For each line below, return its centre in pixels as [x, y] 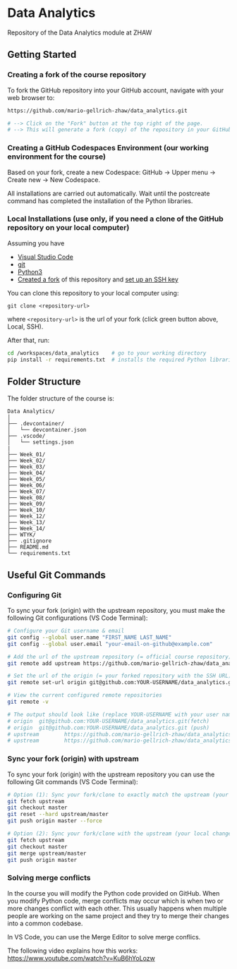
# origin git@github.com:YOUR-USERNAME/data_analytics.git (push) [109, 728]
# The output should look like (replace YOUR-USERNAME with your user [113, 714]
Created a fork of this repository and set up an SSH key [98, 279]
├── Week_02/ [26, 461]
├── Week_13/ [26, 523]
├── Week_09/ [26, 504]
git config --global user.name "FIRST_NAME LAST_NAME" [90, 637]
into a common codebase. [45, 923]
